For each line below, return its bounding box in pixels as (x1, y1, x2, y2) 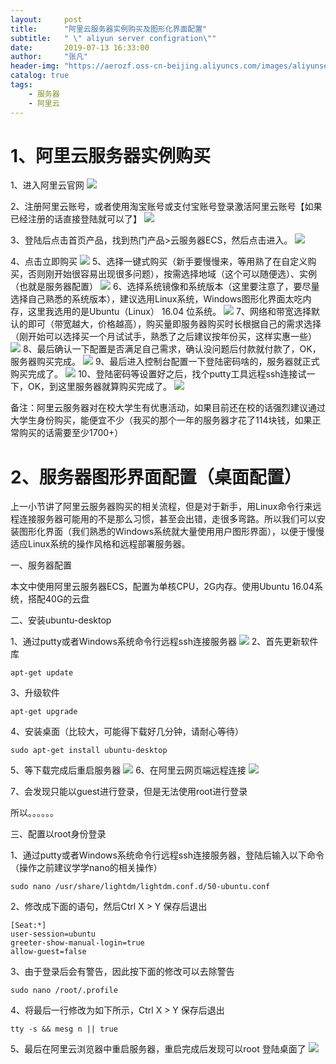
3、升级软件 (10, 687, 60, 699)
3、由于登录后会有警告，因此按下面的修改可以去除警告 (10, 966, 235, 978)
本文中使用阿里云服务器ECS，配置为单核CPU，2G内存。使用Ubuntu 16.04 (10, 581, 315, 593)
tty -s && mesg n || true (10, 1024, 118, 1035)
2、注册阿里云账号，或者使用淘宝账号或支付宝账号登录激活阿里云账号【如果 (10, 201, 323, 213)
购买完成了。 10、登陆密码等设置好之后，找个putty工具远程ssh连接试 (10, 368, 307, 380)
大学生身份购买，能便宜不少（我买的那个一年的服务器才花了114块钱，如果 (10, 414, 313, 426)
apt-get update (10, 668, 74, 678)
